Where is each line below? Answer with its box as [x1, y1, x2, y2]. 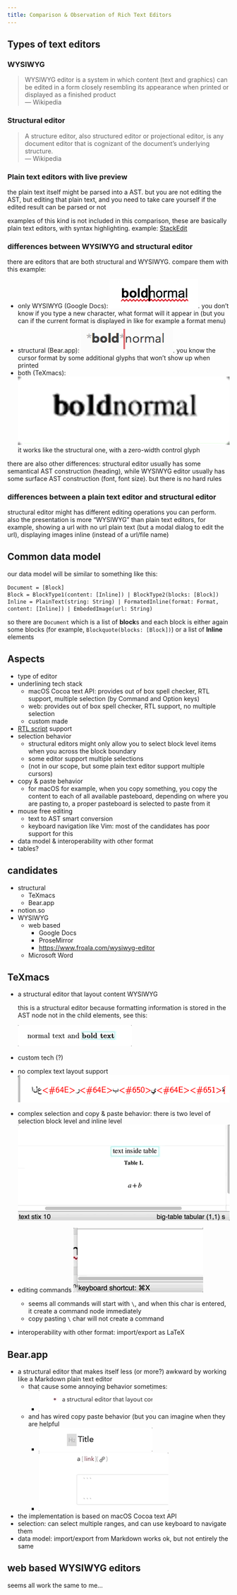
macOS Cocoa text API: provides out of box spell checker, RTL [28, 686, 210, 695]
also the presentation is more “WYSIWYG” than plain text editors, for [7, 516, 206, 524]
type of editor [17, 672, 58, 680]
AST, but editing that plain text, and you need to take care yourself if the [7, 195, 217, 204]
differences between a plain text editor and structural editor [7, 492, 217, 502]
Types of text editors [7, 39, 101, 51]
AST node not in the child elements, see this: [17, 1011, 148, 1019]
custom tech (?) [17, 1053, 63, 1062]
